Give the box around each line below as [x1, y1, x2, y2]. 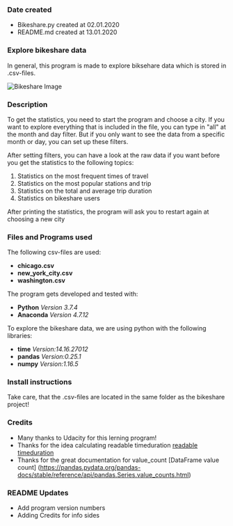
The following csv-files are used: [7, 248, 102, 257]
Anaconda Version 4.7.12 [17, 311, 89, 319]
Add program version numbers [17, 504, 106, 512]
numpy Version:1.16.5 [17, 360, 79, 368]
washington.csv [17, 276, 66, 285]
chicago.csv [17, 262, 54, 270]
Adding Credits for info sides [17, 511, 99, 520]
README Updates [7, 488, 69, 497]
